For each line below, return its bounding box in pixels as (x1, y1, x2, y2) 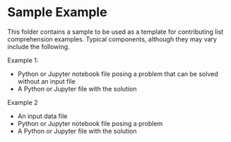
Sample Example (7, 4, 107, 20)
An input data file (17, 112, 68, 120)
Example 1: (7, 56, 39, 64)
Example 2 (7, 98, 38, 106)
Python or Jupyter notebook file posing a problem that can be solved (17, 70, 219, 78)
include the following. (7, 42, 70, 51)
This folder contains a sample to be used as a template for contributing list (7, 27, 224, 36)
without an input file (17, 77, 76, 85)
